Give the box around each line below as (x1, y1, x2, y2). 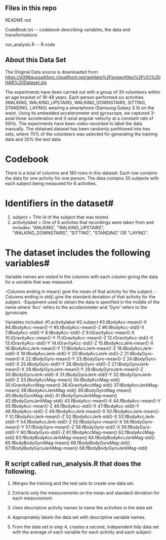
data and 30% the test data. (5, 136, 62, 142)
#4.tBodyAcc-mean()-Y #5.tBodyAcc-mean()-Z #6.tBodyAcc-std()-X (5, 325, 145, 331)
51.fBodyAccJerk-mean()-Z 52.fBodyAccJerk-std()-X (9, 414, 118, 419)
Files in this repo (5, 4, 57, 12)
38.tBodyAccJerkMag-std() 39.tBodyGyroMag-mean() (20, 387, 132, 393)
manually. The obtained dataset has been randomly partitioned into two (5, 125, 151, 131)
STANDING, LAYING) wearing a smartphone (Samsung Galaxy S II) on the (5, 105, 155, 111)
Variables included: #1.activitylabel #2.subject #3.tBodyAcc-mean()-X (5, 319, 147, 325)
